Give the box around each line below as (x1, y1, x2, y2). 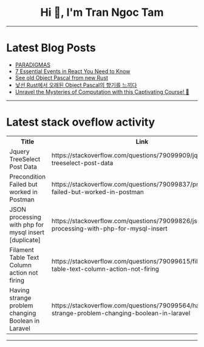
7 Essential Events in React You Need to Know (15, 67, 131, 75)
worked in (9, 187, 38, 196)
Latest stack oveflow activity (6, 115, 155, 129)
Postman (9, 195, 35, 204)
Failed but (9, 180, 38, 188)
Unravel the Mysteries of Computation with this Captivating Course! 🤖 (15, 88, 189, 95)
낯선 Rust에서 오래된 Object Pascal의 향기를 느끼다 (15, 81, 137, 88)
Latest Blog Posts (6, 41, 96, 55)
